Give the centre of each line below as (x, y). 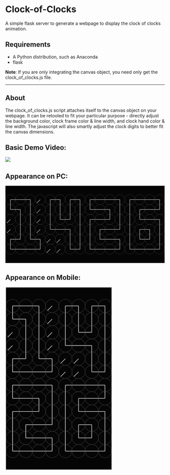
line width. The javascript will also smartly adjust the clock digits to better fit (84, 126)
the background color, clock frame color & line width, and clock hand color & (85, 121)
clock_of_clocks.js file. (29, 77)
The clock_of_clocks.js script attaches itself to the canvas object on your (81, 110)
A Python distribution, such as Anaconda (55, 57)
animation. (16, 28)
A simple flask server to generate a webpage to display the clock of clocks (83, 23)
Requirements (28, 45)
